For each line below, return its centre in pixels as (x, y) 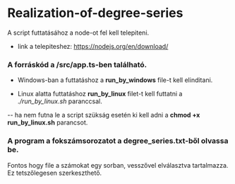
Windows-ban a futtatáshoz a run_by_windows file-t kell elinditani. (115, 80)
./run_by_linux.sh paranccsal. (60, 101)
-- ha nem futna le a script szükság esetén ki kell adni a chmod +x (104, 115)
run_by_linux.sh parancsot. (48, 122)
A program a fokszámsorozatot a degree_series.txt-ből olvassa (118, 141)
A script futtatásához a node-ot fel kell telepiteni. (78, 33)
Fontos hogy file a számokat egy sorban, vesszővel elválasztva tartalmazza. (118, 165)
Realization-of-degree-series (95, 13)
